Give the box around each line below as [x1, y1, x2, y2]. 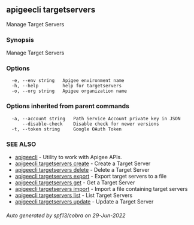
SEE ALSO [6, 140, 37, 148]
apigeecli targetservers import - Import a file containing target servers [14, 186, 188, 192]
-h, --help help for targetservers [11, 83, 122, 89]
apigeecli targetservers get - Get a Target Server [14, 179, 135, 186]
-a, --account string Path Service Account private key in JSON [11, 115, 181, 121]
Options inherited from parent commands [6, 102, 130, 110]
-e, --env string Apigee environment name [11, 78, 125, 84]
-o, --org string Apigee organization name [11, 88, 128, 95]
